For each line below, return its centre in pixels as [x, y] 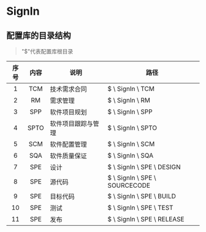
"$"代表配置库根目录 [47, 51]
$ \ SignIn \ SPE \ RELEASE [146, 219]
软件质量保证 [68, 156]
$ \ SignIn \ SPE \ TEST [140, 208]
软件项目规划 [68, 112]
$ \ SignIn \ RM [129, 100]
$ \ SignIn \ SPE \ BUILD [142, 196]
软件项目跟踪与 [71, 124]
